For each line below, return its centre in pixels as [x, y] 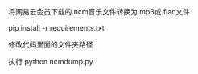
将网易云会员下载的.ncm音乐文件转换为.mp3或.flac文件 [99, 12]
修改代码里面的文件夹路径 [51, 44]
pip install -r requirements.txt [56, 28]
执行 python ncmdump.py [51, 62]
